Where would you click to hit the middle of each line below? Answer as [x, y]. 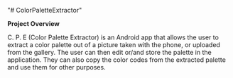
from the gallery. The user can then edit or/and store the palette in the [109, 52]
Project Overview [34, 24]
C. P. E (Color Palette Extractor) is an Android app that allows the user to [113, 37]
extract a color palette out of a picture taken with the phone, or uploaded [114, 45]
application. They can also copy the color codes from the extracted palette [116, 60]
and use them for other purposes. [56, 67]
